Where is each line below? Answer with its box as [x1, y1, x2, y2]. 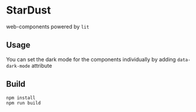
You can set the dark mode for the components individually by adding [6, 55, 176, 62]
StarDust [6, 4, 52, 17]
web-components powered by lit [6, 23, 89, 30]
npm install [6, 95, 36, 101]
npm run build [6, 100, 41, 106]
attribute [31, 62, 52, 69]
